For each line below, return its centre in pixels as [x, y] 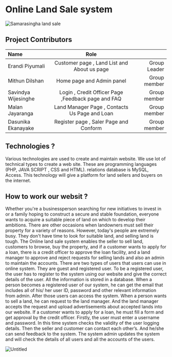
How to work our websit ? [47, 196]
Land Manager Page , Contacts [91, 107]
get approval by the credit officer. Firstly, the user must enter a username [82, 318]
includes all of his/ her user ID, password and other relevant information [81, 290]
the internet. [18, 180]
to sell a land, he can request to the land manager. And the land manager [82, 301]
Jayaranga [21, 113]
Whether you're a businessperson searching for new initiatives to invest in [83, 209]
